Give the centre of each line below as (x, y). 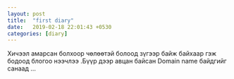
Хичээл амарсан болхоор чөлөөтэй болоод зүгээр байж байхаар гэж (112, 54)
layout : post (26, 14)
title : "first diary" (41, 20)
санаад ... (22, 68)
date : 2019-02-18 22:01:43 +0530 (60, 27)
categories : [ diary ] (38, 34)
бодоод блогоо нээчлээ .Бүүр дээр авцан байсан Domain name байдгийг (117, 61)
